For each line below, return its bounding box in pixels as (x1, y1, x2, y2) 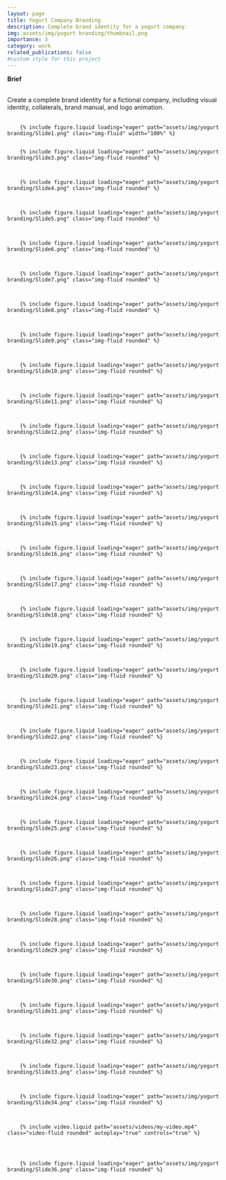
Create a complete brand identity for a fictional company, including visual (7, 95, 217, 104)
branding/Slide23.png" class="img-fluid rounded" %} (7, 763, 163, 770)
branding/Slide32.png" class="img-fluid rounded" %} (7, 1038, 163, 1045)
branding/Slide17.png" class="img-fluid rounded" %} (7, 581, 163, 588)
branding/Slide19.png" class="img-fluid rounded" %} (7, 642, 163, 649)
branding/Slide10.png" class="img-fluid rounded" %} (7, 367, 163, 375)
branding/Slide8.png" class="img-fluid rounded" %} (7, 306, 160, 313)
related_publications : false (7, 49, 92, 56)
